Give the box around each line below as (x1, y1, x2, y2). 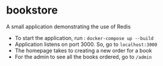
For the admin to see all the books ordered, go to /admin (14, 53, 152, 60)
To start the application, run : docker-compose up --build (14, 34, 154, 41)
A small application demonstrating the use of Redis (6, 23, 131, 30)
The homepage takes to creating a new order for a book (14, 47, 152, 54)
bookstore (6, 4, 58, 17)
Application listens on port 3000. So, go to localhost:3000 (14, 41, 158, 48)
